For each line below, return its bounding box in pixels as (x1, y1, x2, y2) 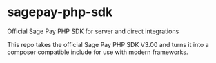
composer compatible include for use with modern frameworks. (7, 48, 188, 56)
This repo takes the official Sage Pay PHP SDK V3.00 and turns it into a (7, 40, 209, 48)
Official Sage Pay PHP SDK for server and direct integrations (7, 27, 179, 35)
